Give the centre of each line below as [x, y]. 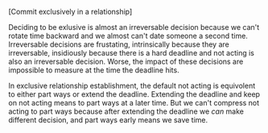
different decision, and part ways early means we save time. [108, 120]
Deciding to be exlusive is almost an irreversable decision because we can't [134, 27]
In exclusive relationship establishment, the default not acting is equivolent [132, 85]
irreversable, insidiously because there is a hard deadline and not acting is [132, 53]
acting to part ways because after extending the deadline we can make [126, 111]
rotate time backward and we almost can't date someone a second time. [128, 36]
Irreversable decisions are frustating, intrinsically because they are [119, 44]
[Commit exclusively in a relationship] [70, 12]
